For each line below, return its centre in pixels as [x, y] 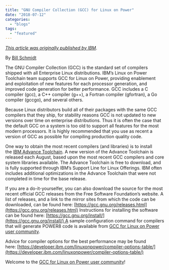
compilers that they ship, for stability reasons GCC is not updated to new [81, 115]
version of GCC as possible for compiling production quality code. [74, 137]
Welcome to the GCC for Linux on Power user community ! [65, 262]
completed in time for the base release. [46, 179]
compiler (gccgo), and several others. [44, 100]
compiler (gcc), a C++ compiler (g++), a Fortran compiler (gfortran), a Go [81, 94]
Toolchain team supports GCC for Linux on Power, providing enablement [80, 78]
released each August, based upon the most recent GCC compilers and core [85, 157]
